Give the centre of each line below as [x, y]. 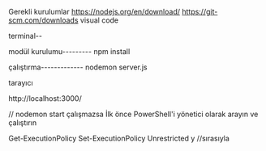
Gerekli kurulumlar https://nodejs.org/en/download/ [94, 12]
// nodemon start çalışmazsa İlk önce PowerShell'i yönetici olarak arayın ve [133, 114]
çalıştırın [23, 123]
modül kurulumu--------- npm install [69, 51]
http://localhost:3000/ [45, 99]
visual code [99, 20]
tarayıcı [21, 83]
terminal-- [26, 36]
